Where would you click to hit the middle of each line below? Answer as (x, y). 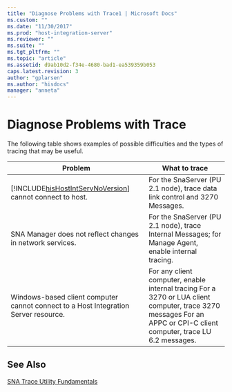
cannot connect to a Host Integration (70, 306)
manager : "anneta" (33, 90)
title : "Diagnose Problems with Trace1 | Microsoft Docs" (92, 13)
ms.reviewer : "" (30, 39)
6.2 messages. (172, 340)
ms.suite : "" (26, 46)
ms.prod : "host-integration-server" (60, 33)
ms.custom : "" (28, 20)
